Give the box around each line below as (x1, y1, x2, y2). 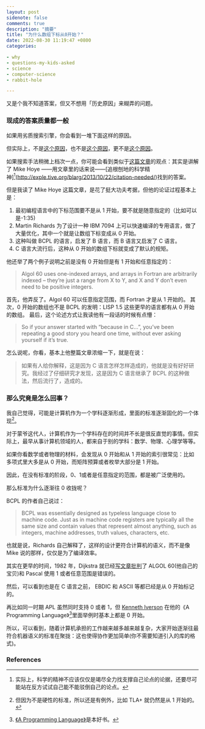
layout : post (6, 9, 40, 15)
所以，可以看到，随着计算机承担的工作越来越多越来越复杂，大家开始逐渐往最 (6, 624, 199, 632)
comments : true (6, 20, 45, 26)
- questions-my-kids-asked (6, 59, 75, 66)
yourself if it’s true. (21, 336, 69, 344)
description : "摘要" (6, 26, 57, 32)
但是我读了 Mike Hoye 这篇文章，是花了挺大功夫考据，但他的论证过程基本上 (6, 186, 196, 193)
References (6, 655, 41, 664)
